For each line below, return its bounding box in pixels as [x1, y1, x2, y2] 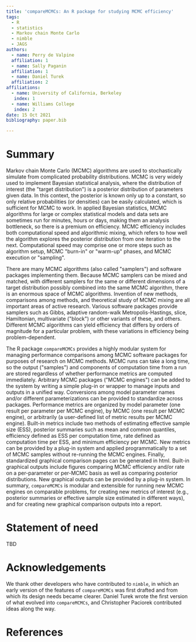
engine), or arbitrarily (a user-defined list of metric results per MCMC [6, 414, 173, 421]
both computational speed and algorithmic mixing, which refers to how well [6, 229, 187, 236]
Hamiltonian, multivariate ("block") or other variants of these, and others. [6, 315, 182, 322]
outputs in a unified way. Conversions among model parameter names [6, 389, 176, 396]
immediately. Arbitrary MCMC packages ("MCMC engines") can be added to [6, 376, 191, 383]
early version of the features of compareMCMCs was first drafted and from [6, 586, 178, 593]
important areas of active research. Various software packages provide [6, 303, 178, 310]
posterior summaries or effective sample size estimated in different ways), [6, 495, 185, 502]
